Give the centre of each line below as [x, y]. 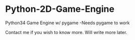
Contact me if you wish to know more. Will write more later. [66, 32]
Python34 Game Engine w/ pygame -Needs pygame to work [67, 23]
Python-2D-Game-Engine [60, 9]
